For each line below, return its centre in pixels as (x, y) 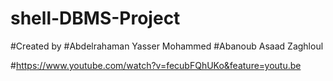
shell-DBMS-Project (95, 18)
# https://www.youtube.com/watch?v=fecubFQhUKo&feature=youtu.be (156, 65)
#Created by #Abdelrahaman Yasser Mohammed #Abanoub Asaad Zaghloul (167, 46)
